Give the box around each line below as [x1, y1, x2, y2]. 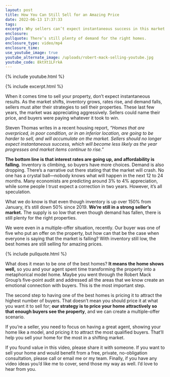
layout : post [5, 7, 33, 13]
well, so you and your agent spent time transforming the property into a [5, 266, 156, 273]
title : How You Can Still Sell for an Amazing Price [5, 12, 120, 17]
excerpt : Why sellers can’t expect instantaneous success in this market [5, 26, 165, 32]
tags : [5, 21, 17, 27]
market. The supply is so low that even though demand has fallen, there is [5, 209, 161, 216]
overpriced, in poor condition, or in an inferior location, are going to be [5, 130, 154, 137]
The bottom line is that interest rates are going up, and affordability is [5, 156, 155, 163]
